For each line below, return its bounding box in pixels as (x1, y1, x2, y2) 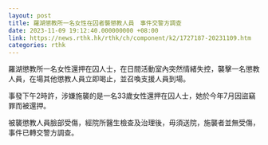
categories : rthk (8, 41, 66, 49)
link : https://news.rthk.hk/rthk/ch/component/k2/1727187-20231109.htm (8, 33, 251, 42)
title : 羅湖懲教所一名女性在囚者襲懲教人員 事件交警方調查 (8, 19, 182, 27)
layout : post (8, 11, 52, 20)
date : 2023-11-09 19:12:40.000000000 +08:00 (8, 26, 159, 34)
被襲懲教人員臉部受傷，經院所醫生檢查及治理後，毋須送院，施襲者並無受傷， (8, 118, 260, 127)
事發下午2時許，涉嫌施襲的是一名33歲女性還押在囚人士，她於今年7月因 (8, 91, 242, 100)
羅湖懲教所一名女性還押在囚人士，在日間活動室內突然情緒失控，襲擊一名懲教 (8, 65, 260, 74)
